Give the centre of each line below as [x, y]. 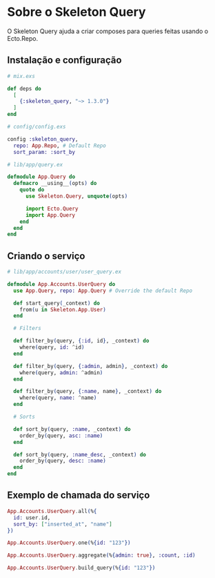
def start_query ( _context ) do [57, 303]
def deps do [24, 88]
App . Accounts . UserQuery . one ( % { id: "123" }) [69, 543]
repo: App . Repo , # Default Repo [60, 146]
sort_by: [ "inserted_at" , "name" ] [63, 524]
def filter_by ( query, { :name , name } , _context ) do [88, 392]
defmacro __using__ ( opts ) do [55, 184]
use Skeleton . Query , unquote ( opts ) [76, 196]
